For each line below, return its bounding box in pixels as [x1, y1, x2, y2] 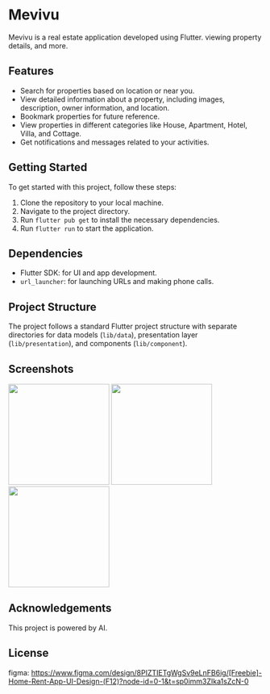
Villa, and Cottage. [19, 128, 82, 138]
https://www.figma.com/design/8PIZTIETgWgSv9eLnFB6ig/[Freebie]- [31, 667, 263, 677]
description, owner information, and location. [19, 102, 170, 112]
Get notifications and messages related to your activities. [19, 137, 210, 147]
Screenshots [8, 362, 74, 376]
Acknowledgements [8, 601, 112, 615]
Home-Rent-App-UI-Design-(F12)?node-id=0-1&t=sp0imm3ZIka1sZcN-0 [8, 676, 249, 686]
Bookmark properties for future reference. [19, 111, 160, 121]
